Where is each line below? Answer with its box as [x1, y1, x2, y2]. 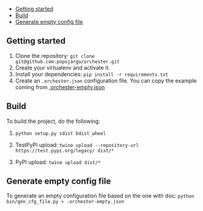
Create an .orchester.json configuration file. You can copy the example [15, 76, 197, 84]
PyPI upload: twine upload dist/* [15, 158, 101, 166]
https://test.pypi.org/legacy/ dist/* [15, 147, 114, 154]
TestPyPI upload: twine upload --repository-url [15, 141, 139, 149]
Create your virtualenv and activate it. [15, 64, 110, 71]
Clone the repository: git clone [15, 52, 95, 59]
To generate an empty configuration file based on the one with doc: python [6, 192, 194, 199]
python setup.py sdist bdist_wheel [15, 130, 106, 136]
